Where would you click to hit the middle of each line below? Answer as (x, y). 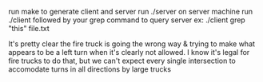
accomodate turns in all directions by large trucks (90, 69)
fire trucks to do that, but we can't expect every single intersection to (122, 61)
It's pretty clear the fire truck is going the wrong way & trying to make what (132, 44)
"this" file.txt (29, 28)
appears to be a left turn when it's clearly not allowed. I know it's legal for (129, 52)
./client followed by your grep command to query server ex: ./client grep (127, 20)
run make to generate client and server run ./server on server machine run (131, 12)
